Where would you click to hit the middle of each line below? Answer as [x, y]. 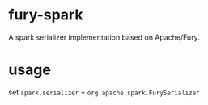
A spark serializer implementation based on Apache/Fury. [104, 37]
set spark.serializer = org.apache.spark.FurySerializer [104, 92]
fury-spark [46, 15]
